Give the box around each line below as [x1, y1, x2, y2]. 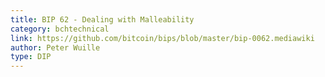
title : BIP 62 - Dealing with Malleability [10, 14, 195, 25]
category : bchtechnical [10, 24, 110, 34]
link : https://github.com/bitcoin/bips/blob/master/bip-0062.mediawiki [10, 33, 315, 43]
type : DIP [10, 52, 52, 62]
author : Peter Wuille [10, 42, 101, 53]
